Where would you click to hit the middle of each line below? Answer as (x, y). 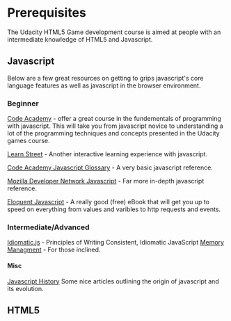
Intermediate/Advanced (48, 227)
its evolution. (25, 288)
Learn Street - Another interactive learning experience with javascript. (107, 154)
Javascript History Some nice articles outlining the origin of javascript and (113, 281)
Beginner (23, 104)
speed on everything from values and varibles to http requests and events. (114, 209)
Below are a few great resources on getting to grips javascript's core (105, 78)
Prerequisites (47, 13)
